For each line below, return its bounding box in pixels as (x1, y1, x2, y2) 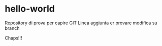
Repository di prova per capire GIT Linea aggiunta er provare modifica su (5, 20, 158, 26)
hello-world (5, 3, 55, 15)
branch (5, 25, 20, 31)
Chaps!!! (5, 35, 22, 41)
